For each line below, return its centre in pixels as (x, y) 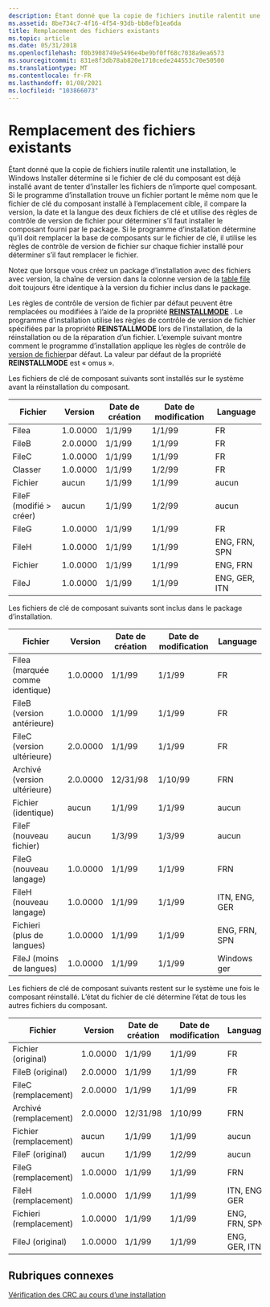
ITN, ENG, (236, 897)
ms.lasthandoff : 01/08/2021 (55, 83)
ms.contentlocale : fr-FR (50, 76)
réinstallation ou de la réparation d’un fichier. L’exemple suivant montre (125, 338)
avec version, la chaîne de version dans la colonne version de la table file (129, 279)
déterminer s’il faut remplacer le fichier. (74, 255)
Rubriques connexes (61, 1275)
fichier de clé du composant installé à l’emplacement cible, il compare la (128, 204)
